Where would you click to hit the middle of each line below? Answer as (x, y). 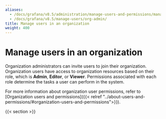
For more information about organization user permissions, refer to (73, 91)
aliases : (14, 10)
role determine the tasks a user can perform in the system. (65, 82)
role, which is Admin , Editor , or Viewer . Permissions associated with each (81, 77)
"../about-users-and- (124, 97)
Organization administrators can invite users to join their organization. (76, 66)
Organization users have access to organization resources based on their (80, 72)
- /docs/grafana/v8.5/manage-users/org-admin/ (58, 19)
